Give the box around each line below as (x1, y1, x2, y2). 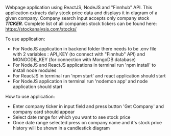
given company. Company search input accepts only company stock (5, 15, 150, 21)
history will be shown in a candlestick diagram (12, 125, 110, 131)
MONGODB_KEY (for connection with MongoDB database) (12, 57, 136, 63)
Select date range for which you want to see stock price (12, 114, 131, 120)
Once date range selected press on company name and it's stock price (12, 120, 162, 125)
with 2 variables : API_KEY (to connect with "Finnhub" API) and (12, 51, 145, 57)
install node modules (12, 67, 57, 73)
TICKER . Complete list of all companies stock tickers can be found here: (5, 20, 157, 26)
